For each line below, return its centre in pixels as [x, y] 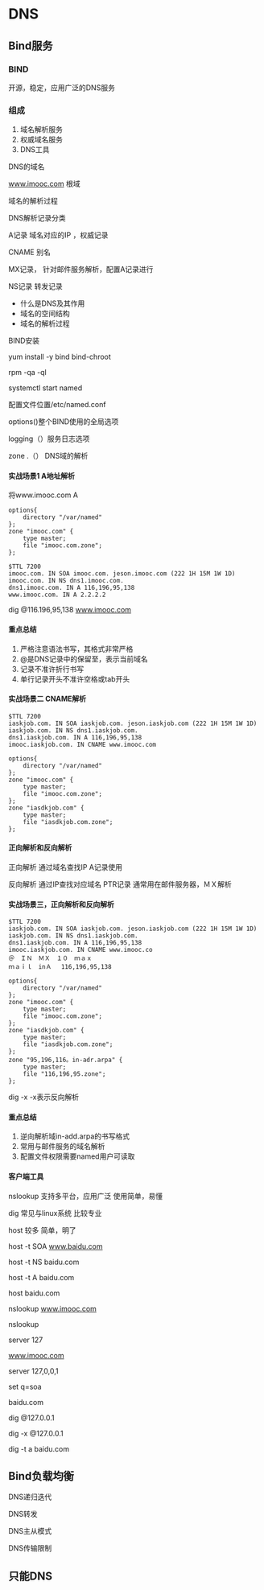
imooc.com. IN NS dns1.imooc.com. [66, 581]
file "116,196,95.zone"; [64, 1074]
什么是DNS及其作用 [52, 303]
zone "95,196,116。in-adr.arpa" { [66, 1060]
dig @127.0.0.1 [31, 1418]
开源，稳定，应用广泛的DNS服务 [62, 87]
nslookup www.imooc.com [52, 1308]
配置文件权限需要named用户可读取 [77, 1156]
